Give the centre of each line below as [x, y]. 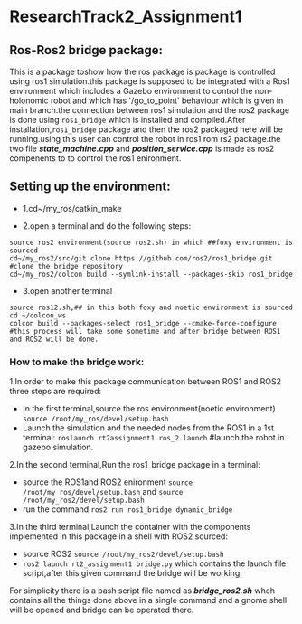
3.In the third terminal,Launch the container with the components [130, 527]
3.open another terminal [67, 290]
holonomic [29, 100]
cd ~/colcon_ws [38, 315]
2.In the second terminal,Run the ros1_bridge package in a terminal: [135, 465]
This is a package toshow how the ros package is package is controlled [142, 71]
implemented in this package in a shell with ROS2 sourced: [119, 536]
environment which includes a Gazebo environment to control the [131, 91]
